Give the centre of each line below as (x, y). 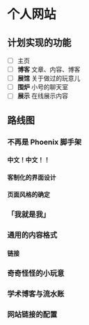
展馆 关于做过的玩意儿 (49, 79)
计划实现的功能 (39, 42)
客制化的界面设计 (32, 177)
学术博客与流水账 (36, 293)
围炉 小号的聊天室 (42, 87)
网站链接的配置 (32, 314)
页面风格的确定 (29, 194)
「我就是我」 (29, 215)
